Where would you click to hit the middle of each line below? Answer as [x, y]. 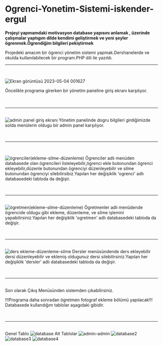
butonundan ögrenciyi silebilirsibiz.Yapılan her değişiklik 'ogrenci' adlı [74, 173]
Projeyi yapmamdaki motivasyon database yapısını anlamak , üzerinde [78, 33]
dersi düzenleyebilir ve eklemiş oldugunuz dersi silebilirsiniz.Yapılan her [76, 256]
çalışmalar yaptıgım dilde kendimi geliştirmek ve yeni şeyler [67, 38]
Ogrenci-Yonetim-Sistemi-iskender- [79, 9]
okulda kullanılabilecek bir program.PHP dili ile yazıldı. [59, 57]
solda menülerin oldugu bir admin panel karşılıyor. [55, 125]
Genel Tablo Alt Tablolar [41, 333]
